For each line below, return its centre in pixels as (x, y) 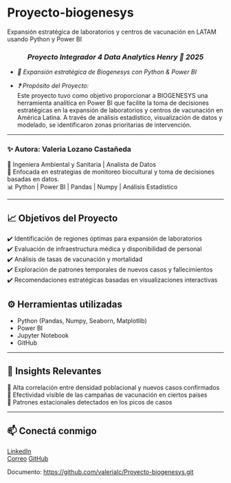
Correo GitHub (28, 458)
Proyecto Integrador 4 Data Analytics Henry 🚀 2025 (115, 56)
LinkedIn (19, 451)
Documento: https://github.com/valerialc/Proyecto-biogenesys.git (100, 472)
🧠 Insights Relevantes (54, 371)
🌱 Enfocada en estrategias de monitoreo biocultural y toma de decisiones (111, 172)
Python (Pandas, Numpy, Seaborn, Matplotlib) (82, 321)
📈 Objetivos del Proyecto (63, 218)
